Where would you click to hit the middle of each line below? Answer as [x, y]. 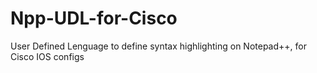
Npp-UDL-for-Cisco [94, 18]
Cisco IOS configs [47, 56]
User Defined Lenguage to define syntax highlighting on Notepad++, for [158, 46]
